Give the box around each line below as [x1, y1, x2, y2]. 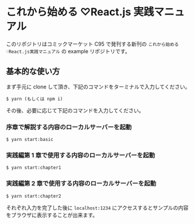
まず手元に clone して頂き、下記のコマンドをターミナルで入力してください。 [6, 83, 190, 90]
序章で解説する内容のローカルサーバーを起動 [6, 123, 132, 131]
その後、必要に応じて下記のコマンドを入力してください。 [6, 106, 144, 114]
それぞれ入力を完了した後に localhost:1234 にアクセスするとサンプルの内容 [6, 204, 189, 211]
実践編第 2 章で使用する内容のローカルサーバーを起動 [6, 180, 157, 188]
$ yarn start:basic [6, 137, 54, 143]
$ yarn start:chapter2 [6, 193, 61, 199]
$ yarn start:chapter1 [6, 165, 61, 171]
